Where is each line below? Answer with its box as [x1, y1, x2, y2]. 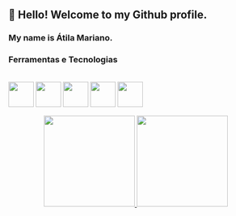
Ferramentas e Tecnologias [8, 54, 118, 66]
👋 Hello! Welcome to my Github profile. [8, 8, 208, 22]
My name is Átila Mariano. [8, 32, 113, 44]
